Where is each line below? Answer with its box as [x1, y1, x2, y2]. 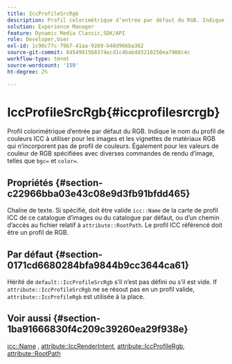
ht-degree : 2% [7, 68, 48, 75]
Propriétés [7, 176, 54, 188]
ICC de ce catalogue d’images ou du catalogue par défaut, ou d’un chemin [7, 213, 220, 222]
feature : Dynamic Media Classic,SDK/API [7, 29, 126, 37]
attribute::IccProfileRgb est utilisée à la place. [7, 292, 145, 301]
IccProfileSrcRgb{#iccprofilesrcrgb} [7, 104, 220, 120]
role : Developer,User [7, 36, 70, 43]
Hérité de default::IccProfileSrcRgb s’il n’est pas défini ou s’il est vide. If [7, 278, 217, 286]
